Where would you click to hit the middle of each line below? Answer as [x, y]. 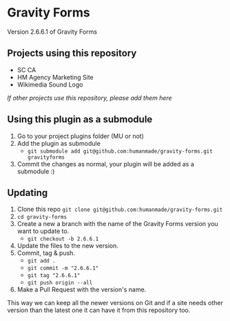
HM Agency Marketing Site [55, 77]
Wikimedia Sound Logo [50, 85]
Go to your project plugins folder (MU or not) [81, 136]
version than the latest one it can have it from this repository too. [99, 310]
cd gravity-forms [42, 217]
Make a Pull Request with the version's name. [82, 289]
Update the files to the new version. [67, 246]
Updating [28, 193]
